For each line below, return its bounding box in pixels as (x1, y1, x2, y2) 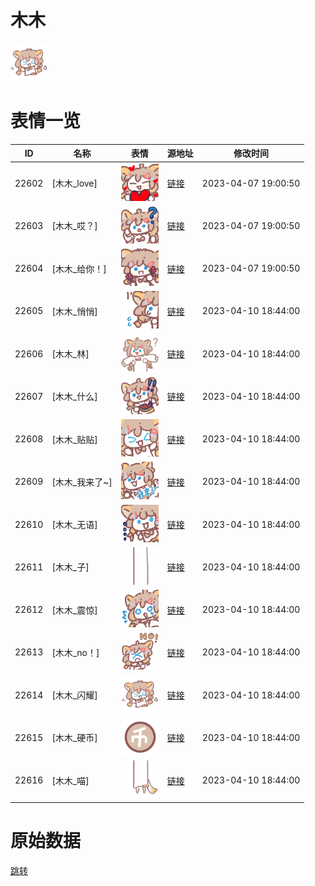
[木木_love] (51, 177, 98, 190)
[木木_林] (51, 348, 90, 360)
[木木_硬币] (51, 732, 98, 744)
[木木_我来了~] (51, 476, 113, 488)
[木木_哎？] (51, 220, 98, 232)
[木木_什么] (51, 391, 98, 403)
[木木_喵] (51, 774, 90, 786)
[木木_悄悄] (51, 305, 98, 317)
